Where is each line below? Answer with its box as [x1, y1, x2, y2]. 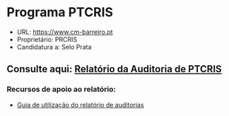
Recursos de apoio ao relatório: [6, 84, 116, 94]
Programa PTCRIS [6, 4, 114, 21]
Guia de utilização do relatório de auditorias [16, 100, 144, 109]
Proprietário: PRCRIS [16, 35, 78, 43]
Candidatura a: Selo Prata [16, 42, 92, 51]
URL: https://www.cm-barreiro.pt [16, 28, 113, 36]
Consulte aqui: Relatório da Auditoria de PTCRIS [6, 63, 222, 75]
